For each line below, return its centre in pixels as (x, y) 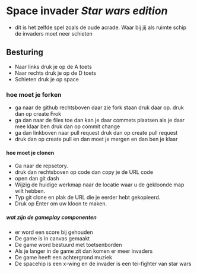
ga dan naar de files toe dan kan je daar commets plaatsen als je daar (100, 120)
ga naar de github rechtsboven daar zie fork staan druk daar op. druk (99, 107)
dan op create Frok (38, 114)
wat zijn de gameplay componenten (51, 217)
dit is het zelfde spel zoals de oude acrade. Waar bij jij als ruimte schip (101, 27)
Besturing (25, 53)
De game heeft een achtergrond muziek (63, 258)
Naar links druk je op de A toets (53, 66)
